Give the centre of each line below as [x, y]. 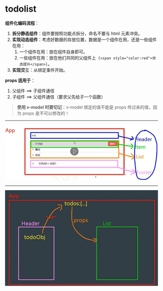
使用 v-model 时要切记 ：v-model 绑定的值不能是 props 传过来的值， [85, 107]
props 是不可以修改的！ [46, 113]
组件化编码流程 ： [22, 23]
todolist [21, 9]
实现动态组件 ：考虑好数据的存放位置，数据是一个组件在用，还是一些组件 [84, 39]
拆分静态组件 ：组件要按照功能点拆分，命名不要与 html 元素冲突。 [77, 33]
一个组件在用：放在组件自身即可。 [53, 52]
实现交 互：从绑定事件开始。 [40, 70]
